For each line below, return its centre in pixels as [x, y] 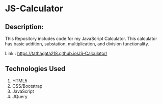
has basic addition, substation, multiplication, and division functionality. [77, 44]
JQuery [20, 96]
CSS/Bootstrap [27, 86]
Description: [25, 27]
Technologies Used [35, 69]
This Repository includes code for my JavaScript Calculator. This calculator [81, 38]
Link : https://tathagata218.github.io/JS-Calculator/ [56, 53]
